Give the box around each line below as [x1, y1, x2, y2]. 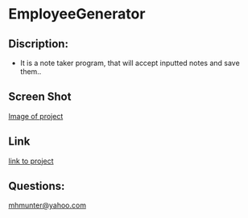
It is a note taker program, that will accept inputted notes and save [19, 58, 240, 68]
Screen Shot [8, 90, 72, 104]
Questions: [8, 179, 65, 193]
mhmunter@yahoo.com [8, 200, 87, 210]
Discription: [8, 37, 68, 51]
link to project [8, 156, 54, 166]
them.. [19, 67, 42, 76]
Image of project [8, 111, 64, 121]
